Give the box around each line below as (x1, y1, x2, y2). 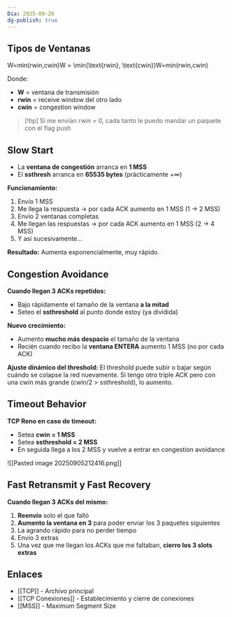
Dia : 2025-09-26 (7, 10, 55, 17)
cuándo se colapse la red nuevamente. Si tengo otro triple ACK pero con (7, 370, 216, 379)
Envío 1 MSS (17, 197, 54, 206)
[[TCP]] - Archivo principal (17, 587, 94, 595)
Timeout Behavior (7, 398, 87, 410)
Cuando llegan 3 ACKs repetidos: (7, 286, 106, 295)
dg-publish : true (7, 17, 58, 24)
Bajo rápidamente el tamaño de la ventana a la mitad (17, 300, 169, 308)
